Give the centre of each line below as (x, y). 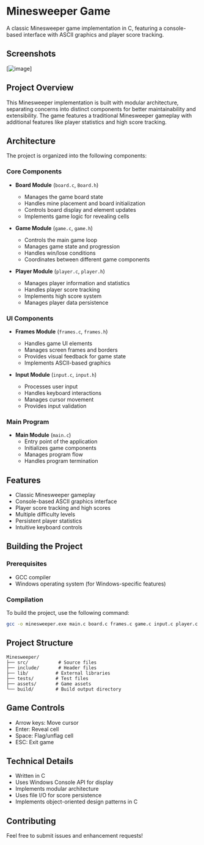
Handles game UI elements (58, 343)
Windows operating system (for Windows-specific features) (90, 584)
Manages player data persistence (66, 302)
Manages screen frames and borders (71, 350)
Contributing (31, 821)
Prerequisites (27, 564)
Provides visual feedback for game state (75, 356)
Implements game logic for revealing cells (77, 216)
